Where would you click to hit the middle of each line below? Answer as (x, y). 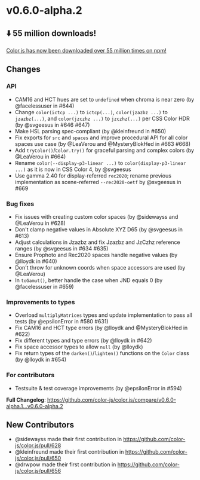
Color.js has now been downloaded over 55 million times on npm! (86, 51)
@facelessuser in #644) (44, 106)
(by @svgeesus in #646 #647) (52, 125)
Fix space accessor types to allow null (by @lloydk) (79, 347)
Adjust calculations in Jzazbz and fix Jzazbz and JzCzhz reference (97, 242)
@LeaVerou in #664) (40, 157)
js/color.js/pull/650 (38, 458)
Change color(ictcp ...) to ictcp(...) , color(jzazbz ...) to (91, 112)
